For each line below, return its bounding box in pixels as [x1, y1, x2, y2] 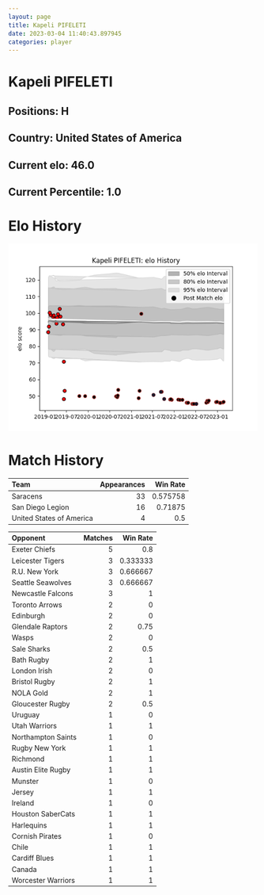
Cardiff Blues [11, 853, 55, 863]
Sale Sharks [11, 644, 51, 653]
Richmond [11, 754, 45, 764]
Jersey [11, 787, 34, 797]
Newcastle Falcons [11, 589, 74, 599]
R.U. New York [11, 567, 59, 576]
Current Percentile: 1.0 [8, 186, 122, 198]
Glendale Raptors [11, 622, 68, 632]
